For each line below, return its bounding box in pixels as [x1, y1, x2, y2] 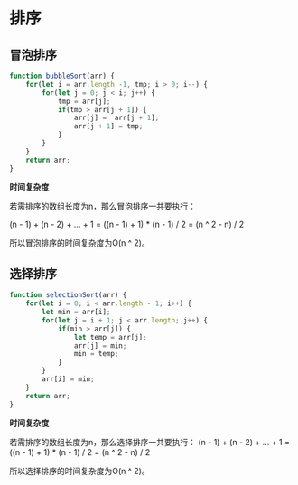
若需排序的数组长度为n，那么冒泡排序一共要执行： [9, 201, 197, 211]
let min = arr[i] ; [42, 308, 111, 317]
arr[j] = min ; [73, 340, 127, 350]
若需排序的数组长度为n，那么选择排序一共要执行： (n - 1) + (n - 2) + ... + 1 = [9, 436, 291, 447]
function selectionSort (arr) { [9, 291, 127, 300]
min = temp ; [73, 350, 119, 359]
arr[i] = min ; [42, 375, 95, 384]
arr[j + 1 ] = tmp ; [73, 122, 144, 131]
